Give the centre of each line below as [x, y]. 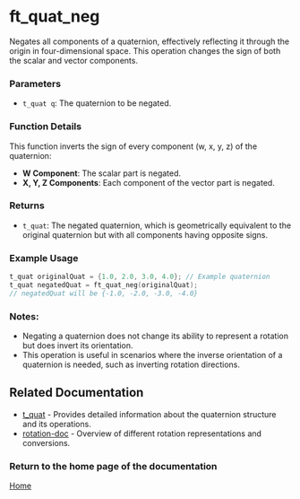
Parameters [35, 83]
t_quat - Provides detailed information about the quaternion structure [149, 414]
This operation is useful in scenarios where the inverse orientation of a [152, 355]
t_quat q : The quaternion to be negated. [97, 103]
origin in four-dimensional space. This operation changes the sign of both [145, 50]
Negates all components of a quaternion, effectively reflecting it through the [149, 41]
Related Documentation [77, 393]
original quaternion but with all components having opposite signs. [145, 234]
